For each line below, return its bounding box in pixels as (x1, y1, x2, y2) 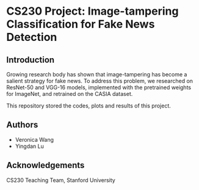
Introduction (6, 54, 55, 65)
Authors (6, 120, 38, 130)
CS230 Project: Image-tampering (6, 4, 179, 18)
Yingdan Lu (15, 142, 44, 150)
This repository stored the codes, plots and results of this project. (6, 102, 171, 109)
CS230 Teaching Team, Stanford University (6, 176, 116, 184)
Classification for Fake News (6, 17, 155, 31)
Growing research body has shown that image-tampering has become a (6, 71, 187, 78)
